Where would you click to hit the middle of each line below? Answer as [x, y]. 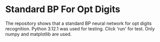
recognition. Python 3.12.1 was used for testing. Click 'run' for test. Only [80, 28]
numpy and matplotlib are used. [38, 34]
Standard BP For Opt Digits [63, 9]
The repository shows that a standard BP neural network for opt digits [78, 23]
